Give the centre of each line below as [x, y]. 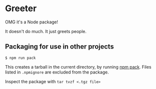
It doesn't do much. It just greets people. [46, 31]
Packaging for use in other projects [59, 47]
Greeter [21, 9]
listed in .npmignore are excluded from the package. [57, 72]
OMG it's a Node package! [32, 22]
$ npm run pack [20, 58]
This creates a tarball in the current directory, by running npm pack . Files [78, 67]
